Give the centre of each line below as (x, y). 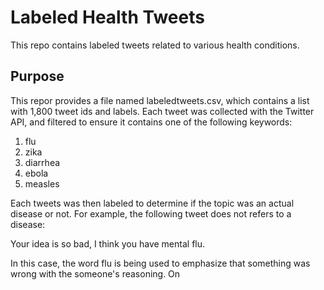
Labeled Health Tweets (107, 17)
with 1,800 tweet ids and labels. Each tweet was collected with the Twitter (162, 111)
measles (42, 183)
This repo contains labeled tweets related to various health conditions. (155, 45)
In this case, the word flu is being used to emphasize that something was (160, 263)
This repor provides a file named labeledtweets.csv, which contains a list (160, 100)
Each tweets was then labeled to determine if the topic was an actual (152, 203)
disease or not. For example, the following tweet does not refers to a (151, 213)
